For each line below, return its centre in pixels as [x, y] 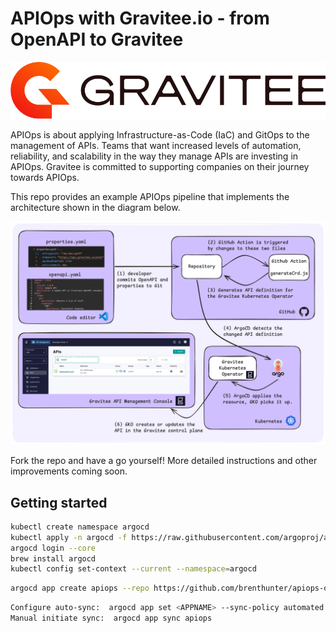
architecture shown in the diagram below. [95, 207]
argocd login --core [53, 548]
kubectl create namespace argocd [80, 527]
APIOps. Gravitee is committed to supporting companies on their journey [160, 166]
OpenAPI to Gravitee [97, 39]
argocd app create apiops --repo [80, 588]
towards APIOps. [45, 177]
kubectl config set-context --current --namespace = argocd [133, 569]
